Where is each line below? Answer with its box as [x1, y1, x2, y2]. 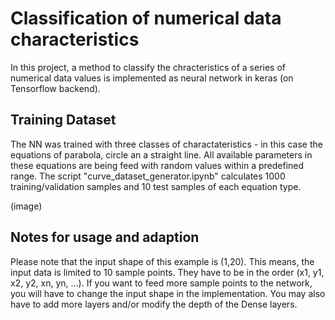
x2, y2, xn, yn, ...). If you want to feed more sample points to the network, [10, 277, 313, 289]
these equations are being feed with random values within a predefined [10, 159, 305, 171]
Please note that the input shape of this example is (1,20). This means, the [10, 255, 315, 267]
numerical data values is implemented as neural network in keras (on [10, 72, 294, 84]
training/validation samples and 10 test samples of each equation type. [10, 180, 302, 192]
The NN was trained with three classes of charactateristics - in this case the [10, 138, 323, 150]
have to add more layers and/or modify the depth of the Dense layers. [10, 298, 298, 310]
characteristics [10, 28, 140, 51]
